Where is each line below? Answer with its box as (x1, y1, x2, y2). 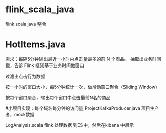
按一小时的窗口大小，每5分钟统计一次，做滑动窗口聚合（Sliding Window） (5, 84, 160, 90)
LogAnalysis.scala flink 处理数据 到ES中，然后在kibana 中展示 (5, 122, 134, 128)
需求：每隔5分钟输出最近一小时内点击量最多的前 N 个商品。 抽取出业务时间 (5, 56, 161, 62)
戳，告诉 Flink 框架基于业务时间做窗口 (5, 62, 85, 69)
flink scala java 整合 (5, 21, 47, 27)
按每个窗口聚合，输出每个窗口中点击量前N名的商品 (5, 94, 111, 100)
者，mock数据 (5, 111, 35, 117)
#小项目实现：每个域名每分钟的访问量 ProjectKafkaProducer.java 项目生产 (5, 105, 159, 111)
